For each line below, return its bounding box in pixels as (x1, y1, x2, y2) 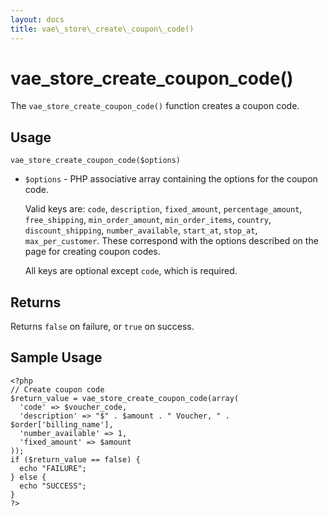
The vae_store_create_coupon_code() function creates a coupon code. (10, 100, 300, 112)
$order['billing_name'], (10, 419, 114, 430)
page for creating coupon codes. (24, 246, 161, 258)
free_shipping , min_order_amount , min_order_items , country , (24, 214, 272, 226)
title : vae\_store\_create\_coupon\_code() (10, 24, 195, 34)
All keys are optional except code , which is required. (24, 265, 238, 277)
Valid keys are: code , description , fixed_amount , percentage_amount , (24, 203, 303, 215)
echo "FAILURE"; (19, 463, 87, 473)
